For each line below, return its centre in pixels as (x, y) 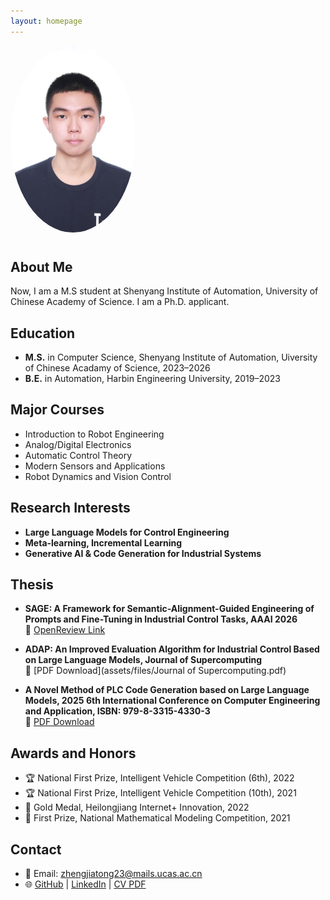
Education (43, 333)
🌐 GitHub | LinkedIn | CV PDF (85, 884)
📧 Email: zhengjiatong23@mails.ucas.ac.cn (113, 874)
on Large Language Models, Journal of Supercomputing (143, 660)
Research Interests (70, 508)
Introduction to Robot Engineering (94, 434)
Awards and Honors (73, 753)
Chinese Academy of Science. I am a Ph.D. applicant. (120, 302)
